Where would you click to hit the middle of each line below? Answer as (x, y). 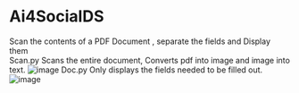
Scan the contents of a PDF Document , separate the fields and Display (140, 41)
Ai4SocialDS (57, 17)
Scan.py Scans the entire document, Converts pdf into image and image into (149, 60)
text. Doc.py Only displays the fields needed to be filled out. (136, 70)
